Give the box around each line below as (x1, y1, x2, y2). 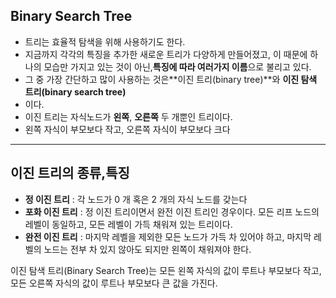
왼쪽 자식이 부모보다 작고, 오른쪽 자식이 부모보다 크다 (24, 123, 231, 135)
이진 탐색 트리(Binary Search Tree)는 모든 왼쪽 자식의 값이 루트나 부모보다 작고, (10, 264, 322, 276)
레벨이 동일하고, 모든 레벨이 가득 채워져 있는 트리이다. (24, 218, 233, 230)
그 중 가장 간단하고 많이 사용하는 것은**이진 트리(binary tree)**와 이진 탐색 (24, 73, 318, 85)
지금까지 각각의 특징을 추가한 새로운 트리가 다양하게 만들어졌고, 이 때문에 (24, 48, 308, 60)
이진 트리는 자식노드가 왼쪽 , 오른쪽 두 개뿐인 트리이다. (24, 110, 233, 123)
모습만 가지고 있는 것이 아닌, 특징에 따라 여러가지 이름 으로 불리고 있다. (43, 60, 312, 73)
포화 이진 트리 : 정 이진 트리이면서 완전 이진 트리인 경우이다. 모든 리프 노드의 (24, 205, 320, 218)
